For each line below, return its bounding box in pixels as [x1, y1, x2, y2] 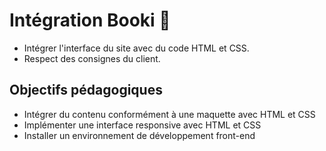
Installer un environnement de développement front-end [23, 129, 256, 141]
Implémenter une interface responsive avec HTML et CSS [23, 119, 262, 131]
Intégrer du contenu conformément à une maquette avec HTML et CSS [23, 108, 316, 120]
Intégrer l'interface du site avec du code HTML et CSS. [23, 42, 250, 54]
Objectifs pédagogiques [9, 82, 163, 99]
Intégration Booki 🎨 [9, 9, 171, 32]
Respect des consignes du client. [23, 52, 161, 64]
